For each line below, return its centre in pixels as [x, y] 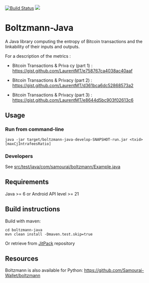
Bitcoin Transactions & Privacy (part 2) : [52, 80]
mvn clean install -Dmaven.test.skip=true [49, 234]
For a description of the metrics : [38, 56]
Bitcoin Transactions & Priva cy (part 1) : [52, 65]
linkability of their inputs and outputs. [43, 46]
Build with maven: [23, 221]
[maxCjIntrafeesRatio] [28, 144]
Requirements [27, 182]
